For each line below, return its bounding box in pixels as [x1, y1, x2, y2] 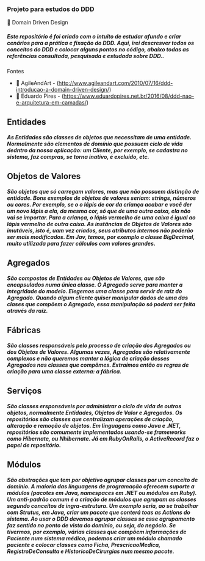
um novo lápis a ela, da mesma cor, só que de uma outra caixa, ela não [7, 207, 191, 215]
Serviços [7, 386, 42, 396]
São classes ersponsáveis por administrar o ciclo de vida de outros [7, 403, 182, 410]
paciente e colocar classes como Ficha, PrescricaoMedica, [7, 541, 161, 549]
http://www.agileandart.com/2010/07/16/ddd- [58, 79, 173, 87]
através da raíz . [7, 307, 48, 315]
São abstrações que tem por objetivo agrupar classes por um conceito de [7, 476, 198, 484]
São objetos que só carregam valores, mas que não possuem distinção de [7, 188, 200, 196]
